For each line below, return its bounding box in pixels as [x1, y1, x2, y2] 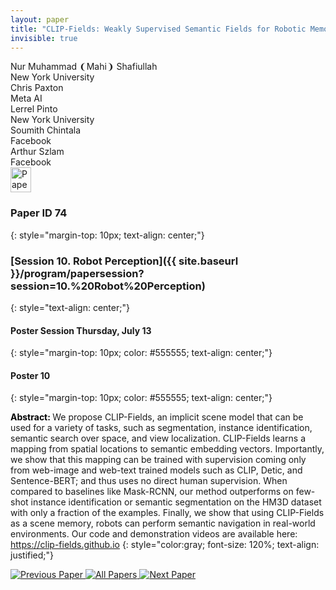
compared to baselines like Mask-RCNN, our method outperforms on [10, 486, 294, 498]
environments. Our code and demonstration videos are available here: [10, 528, 298, 540]
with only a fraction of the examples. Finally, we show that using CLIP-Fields [10, 507, 325, 519]
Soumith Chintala [10, 124, 82, 136]
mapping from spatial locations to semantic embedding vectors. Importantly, [10, 443, 325, 455]
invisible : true [10, 33, 78, 43]
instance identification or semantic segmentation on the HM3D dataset [30, 496, 322, 508]
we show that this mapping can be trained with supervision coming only [10, 454, 307, 466]
